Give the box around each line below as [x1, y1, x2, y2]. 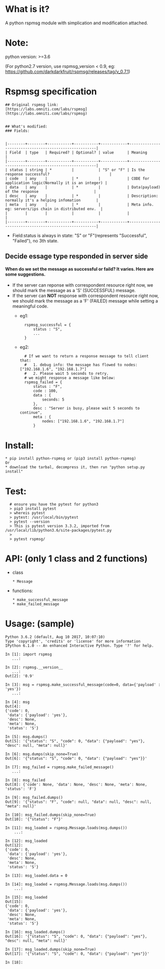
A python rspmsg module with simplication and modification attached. [5, 20, 148, 26]
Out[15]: [5, 899, 23, 905]
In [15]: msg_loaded [5, 895, 48, 900]
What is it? [5, 3, 50, 15]
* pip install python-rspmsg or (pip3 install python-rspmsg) [5, 456, 136, 461]
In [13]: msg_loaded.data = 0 [5, 873, 68, 878]
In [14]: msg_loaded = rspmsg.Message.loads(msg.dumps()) [5, 882, 127, 887]
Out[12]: [5, 843, 23, 848]
